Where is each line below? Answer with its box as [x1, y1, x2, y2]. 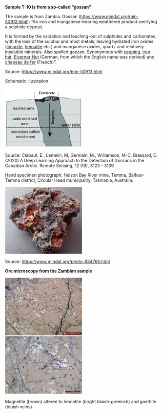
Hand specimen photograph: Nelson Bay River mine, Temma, [5, 172, 128, 178]
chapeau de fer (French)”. [5, 59, 57, 65]
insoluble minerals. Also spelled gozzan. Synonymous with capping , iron [5, 49, 150, 55]
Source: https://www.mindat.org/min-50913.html [5, 69, 102, 75]
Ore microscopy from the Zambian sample [5, 268, 93, 274]
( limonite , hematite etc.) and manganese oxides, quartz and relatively [5, 44, 144, 49]
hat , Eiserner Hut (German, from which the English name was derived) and [5, 54, 155, 60]
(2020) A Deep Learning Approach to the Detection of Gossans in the [5, 157, 145, 163]
